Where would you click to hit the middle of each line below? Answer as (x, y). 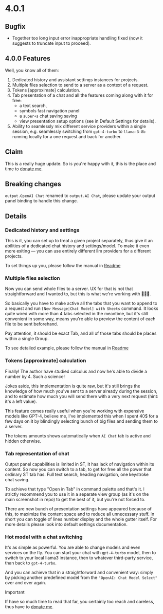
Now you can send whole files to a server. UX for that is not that (69, 289)
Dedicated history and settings (42, 230)
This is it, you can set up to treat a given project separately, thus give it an (79, 241)
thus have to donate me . (29, 607)
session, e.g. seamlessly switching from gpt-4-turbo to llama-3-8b (79, 131)
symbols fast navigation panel (49, 110)
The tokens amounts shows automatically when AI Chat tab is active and (78, 435)
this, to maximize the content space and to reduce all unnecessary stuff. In (80, 514)
